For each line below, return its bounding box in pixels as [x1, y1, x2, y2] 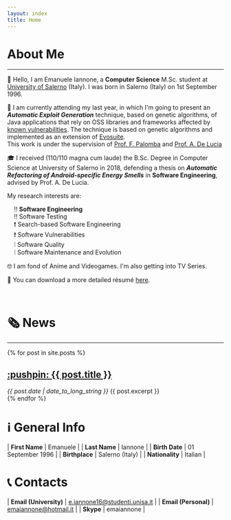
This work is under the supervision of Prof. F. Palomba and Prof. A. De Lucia [7, 140, 222, 148]
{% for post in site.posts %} [7, 349, 86, 357]
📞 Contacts [7, 474, 68, 490]
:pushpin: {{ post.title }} [7, 368, 112, 380]
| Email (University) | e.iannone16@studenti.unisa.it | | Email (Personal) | [7, 498, 214, 506]
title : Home [7, 17, 41, 23]
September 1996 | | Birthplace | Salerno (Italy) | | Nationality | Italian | [7, 450, 206, 459]
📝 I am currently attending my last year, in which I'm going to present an [7, 103, 211, 112]
